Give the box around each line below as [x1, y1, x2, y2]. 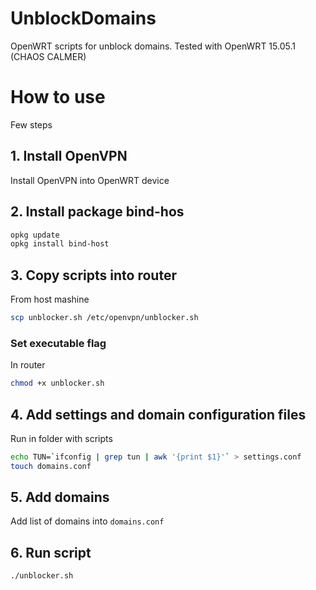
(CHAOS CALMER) [10, 50, 87, 62]
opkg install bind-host [10, 239, 110, 249]
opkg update [10, 230, 60, 240]
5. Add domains [10, 489, 110, 506]
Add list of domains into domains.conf [10, 515, 165, 527]
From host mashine [10, 293, 90, 306]
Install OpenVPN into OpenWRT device [10, 174, 170, 186]
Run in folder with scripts [10, 432, 113, 444]
